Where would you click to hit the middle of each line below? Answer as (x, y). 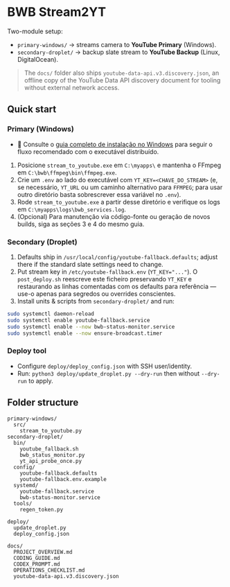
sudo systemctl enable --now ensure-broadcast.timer (85, 333)
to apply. (41, 380)
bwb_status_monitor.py (52, 455)
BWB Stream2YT (56, 12)
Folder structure (43, 403)
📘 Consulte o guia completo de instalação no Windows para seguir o (115, 144)
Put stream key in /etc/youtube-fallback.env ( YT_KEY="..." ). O (107, 272)
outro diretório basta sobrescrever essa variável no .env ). (99, 194)
